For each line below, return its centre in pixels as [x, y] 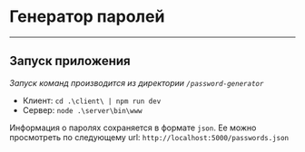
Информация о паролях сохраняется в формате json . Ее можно [133, 128]
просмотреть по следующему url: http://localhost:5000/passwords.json [149, 137]
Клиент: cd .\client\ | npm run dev [92, 100]
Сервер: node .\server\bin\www [82, 109]
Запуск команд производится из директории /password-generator [137, 82]
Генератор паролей [87, 17]
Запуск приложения [70, 61]
